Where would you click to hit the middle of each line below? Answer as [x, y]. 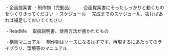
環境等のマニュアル [47, 48]
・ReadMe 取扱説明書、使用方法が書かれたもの [57, 31]
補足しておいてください [38, 20]
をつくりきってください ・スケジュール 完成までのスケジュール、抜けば [82, 14]
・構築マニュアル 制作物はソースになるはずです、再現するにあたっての [81, 42]
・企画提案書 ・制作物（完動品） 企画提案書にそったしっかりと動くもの [84, 7]
